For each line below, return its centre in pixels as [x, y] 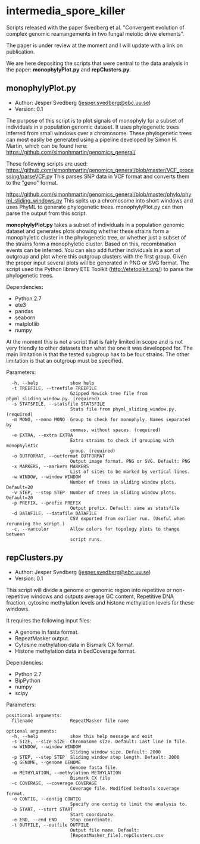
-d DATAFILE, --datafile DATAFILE [54, 513]
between [16, 534]
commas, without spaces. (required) [115, 430]
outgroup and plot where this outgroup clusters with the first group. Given [97, 256]
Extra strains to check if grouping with [122, 440]
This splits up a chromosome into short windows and [128, 200]
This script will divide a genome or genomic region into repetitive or [89, 590]
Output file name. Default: [105, 830]
